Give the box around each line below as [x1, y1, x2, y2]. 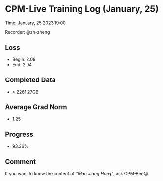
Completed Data [5, 76, 56, 84]
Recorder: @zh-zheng [5, 29, 50, 35]
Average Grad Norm [5, 103, 67, 111]
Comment [5, 157, 36, 166]
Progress [5, 130, 33, 138]
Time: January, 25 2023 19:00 [5, 20, 66, 26]
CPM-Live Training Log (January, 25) [5, 3, 159, 15]
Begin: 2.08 [12, 56, 36, 62]
